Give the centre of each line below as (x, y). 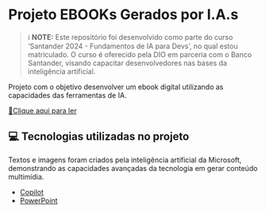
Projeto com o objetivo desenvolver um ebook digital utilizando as (116, 87)
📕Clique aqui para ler (42, 110)
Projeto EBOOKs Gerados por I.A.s (123, 15)
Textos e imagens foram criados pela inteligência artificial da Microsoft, (125, 160)
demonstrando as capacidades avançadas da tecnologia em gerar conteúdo (133, 168)
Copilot (31, 192)
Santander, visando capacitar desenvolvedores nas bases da (127, 63)
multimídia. (26, 176)
